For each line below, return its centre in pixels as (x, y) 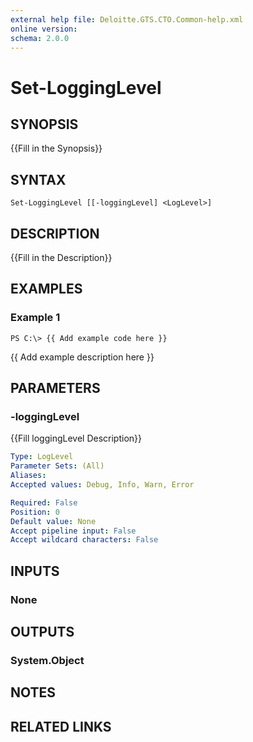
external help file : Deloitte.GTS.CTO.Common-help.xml (127, 19)
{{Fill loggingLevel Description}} (76, 438)
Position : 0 (35, 512)
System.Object (47, 660)
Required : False (44, 502)
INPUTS (35, 571)
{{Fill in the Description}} (61, 257)
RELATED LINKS (61, 726)
